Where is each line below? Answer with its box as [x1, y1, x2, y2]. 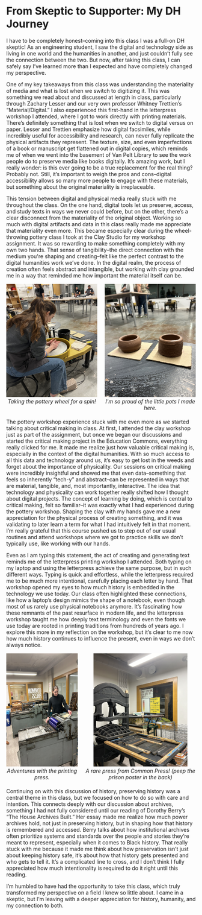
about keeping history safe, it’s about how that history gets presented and [6, 852, 189, 859]
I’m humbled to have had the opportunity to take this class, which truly [6, 882, 180, 890]
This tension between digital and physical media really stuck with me [6, 195, 177, 202]
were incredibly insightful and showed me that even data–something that [6, 469, 186, 476]
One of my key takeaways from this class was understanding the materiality [6, 80, 194, 88]
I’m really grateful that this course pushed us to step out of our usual [6, 527, 176, 534]
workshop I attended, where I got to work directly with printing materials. [6, 113, 186, 120]
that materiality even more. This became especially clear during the [6, 227, 173, 234]
